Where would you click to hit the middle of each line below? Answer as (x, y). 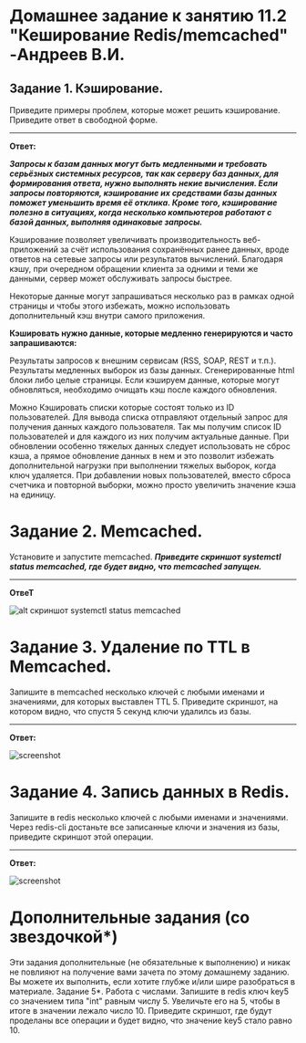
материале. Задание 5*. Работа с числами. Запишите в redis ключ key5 (149, 991)
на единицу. (33, 495)
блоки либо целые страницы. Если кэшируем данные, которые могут (145, 380)
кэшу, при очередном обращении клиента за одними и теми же (134, 269)
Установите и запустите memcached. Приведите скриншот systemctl (145, 557)
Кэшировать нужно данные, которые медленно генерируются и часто (151, 333)
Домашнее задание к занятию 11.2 (148, 16)
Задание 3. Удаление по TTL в (130, 647)
